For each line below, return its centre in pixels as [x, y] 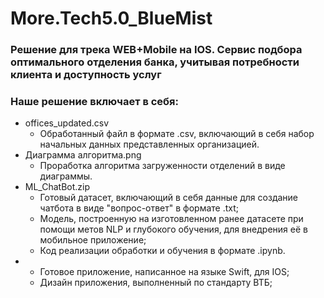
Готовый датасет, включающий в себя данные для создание [169, 198]
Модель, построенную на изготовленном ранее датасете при [171, 219]
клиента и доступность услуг [86, 75]
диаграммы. [66, 176]
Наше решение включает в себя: [94, 102]
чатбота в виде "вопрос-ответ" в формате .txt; [139, 208]
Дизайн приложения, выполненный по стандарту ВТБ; [156, 283]
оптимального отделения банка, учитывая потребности [155, 62]
